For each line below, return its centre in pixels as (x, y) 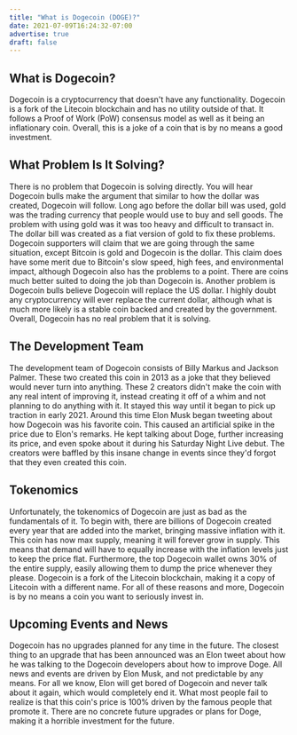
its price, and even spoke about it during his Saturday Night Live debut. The (147, 443)
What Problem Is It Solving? (87, 165)
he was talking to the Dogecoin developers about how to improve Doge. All (146, 664)
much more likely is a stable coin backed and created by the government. (143, 309)
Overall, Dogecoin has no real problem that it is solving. (110, 318)
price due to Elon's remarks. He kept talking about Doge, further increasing (146, 434)
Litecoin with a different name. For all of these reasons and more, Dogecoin (147, 587)
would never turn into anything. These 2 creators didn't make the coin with (145, 386)
